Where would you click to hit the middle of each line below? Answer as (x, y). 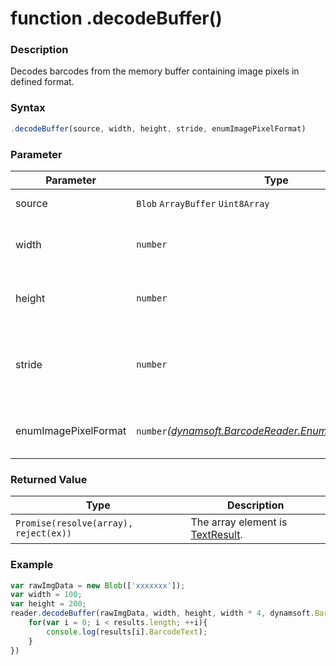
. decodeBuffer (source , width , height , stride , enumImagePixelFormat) (158, 128)
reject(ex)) (44, 533)
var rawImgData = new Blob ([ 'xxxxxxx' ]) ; (98, 585)
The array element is (239, 522)
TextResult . (216, 535)
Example (32, 565)
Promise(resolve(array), (74, 523)
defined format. (42, 82)
